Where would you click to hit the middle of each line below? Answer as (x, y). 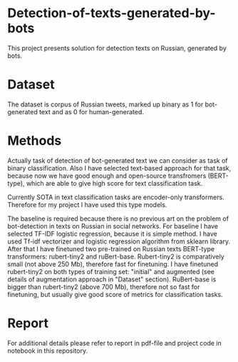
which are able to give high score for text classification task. (114, 183)
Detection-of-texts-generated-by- (112, 13)
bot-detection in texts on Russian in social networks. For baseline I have (113, 226)
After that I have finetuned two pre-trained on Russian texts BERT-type (111, 248)
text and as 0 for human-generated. (92, 111)
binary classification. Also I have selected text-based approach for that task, (119, 168)
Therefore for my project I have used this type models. (87, 204)
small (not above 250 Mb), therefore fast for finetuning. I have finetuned (113, 264)
